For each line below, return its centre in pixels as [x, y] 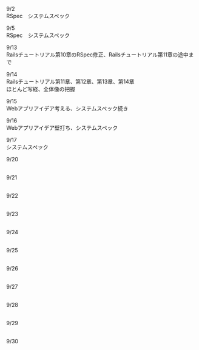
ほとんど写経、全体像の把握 [41, 89]
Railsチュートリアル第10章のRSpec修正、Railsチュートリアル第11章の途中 [98, 55]
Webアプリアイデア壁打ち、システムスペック [62, 128]
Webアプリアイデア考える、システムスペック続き [67, 108]
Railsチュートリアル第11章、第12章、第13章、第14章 [70, 82]
